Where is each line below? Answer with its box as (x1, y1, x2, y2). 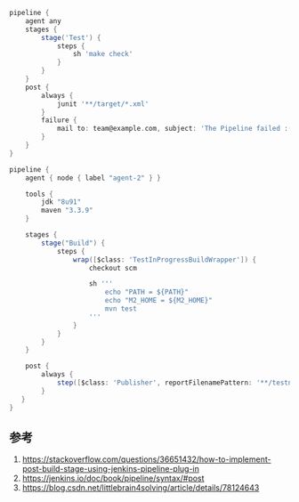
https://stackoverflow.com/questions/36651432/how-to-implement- (21, 454, 271, 465)
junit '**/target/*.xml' (56, 99, 149, 109)
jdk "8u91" (41, 198, 82, 206)
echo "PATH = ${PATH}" (104, 287, 190, 297)
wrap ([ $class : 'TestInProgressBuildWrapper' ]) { (72, 255, 256, 264)
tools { (25, 190, 53, 198)
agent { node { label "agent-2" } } (25, 174, 162, 182)
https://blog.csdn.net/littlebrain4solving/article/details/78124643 (21, 482, 260, 493)
